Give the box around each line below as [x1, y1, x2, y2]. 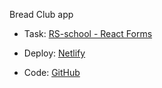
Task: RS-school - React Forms [23, 28, 153, 39]
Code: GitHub [23, 67, 81, 78]
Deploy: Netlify [23, 47, 86, 59]
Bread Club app [9, 9, 74, 20]
